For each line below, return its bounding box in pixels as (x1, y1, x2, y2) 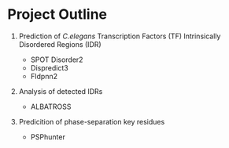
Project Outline (7, 5, 108, 23)
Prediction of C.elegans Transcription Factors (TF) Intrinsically (18, 31, 221, 41)
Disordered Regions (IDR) (18, 39, 102, 49)
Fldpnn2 (30, 71, 58, 81)
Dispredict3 (30, 63, 68, 72)
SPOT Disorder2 (30, 55, 83, 64)
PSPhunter (30, 132, 66, 142)
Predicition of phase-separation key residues (18, 117, 165, 126)
